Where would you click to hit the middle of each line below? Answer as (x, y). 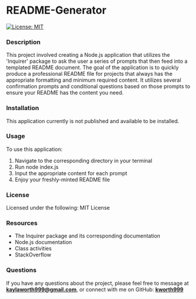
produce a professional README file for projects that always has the (89, 74)
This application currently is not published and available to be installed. (93, 121)
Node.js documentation (43, 242)
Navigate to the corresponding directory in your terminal (83, 160)
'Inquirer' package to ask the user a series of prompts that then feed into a (97, 61)
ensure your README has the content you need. (65, 93)
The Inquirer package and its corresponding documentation (88, 236)
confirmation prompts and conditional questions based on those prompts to (98, 86)
